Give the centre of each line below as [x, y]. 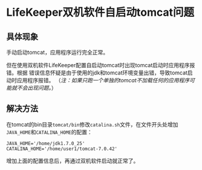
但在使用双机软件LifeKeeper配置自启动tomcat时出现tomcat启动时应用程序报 [101, 65]
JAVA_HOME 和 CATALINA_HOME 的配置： [49, 132]
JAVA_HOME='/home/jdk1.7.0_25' [46, 143]
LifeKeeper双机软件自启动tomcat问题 [100, 12]
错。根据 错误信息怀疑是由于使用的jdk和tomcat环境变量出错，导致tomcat [97, 73]
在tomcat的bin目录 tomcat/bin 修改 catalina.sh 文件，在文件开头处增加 [92, 124]
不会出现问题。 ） [37, 88]
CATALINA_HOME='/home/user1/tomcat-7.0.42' [62, 149]
